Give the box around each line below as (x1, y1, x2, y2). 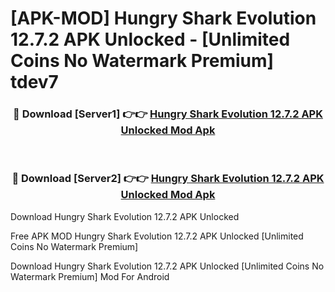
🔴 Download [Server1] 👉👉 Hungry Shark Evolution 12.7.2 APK (13, 107, 323, 121)
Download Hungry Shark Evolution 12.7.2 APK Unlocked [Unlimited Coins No (10, 260, 325, 272)
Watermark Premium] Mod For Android (10, 270, 170, 282)
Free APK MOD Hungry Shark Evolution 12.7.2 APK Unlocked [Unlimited (10, 230, 304, 242)
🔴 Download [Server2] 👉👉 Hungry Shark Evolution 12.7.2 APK (11, 172, 325, 186)
